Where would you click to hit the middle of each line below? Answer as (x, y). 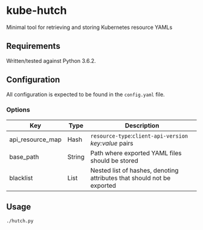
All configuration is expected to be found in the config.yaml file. (85, 94)
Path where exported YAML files (136, 153)
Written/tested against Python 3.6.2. (51, 60)
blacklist (21, 177)
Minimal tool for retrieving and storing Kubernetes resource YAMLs (89, 27)
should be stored (114, 161)
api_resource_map (35, 139)
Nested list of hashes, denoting (134, 170)
